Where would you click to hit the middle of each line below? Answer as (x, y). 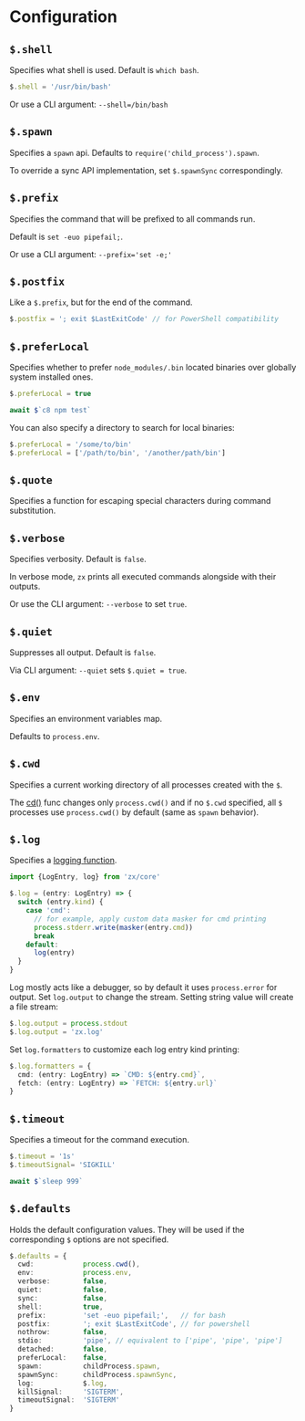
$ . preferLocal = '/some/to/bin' (71, 444)
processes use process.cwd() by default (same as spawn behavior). (134, 812)
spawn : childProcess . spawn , (89, 1366)
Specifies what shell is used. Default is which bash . (104, 70)
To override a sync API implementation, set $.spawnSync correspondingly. (147, 170)
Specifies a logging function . (63, 861)
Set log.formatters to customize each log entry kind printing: (124, 1049)
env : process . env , (75, 1273)
